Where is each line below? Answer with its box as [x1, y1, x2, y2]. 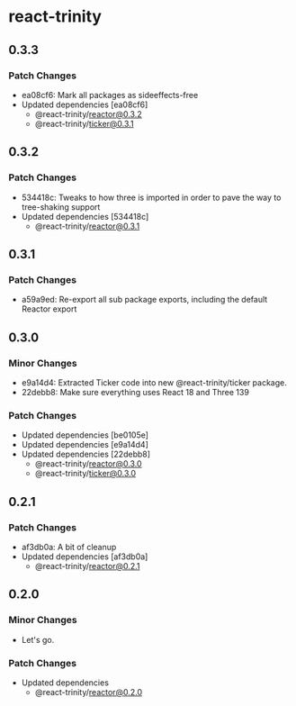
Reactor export [21, 303, 77, 314]
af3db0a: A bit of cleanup [21, 541, 117, 552]
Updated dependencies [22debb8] [21, 448, 150, 460]
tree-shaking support [21, 201, 101, 213]
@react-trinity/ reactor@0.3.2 [34, 108, 142, 119]
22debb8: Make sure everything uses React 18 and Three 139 [21, 386, 249, 397]
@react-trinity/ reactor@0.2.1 [34, 560, 140, 571]
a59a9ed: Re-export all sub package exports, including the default [21, 294, 268, 305]
